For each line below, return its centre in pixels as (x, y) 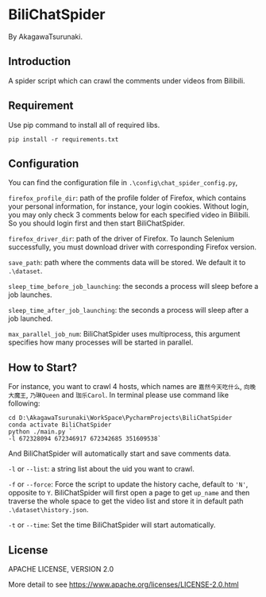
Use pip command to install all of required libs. (84, 125)
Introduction (40, 62)
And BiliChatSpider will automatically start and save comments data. (120, 453)
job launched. (31, 318)
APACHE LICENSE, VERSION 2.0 (61, 569)
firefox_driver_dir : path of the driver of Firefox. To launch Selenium (121, 239)
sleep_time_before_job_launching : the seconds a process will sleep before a (133, 287)
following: (24, 403)
